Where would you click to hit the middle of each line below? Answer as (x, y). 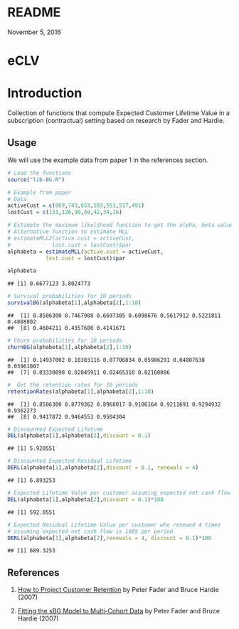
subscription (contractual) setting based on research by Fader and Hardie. (116, 121)
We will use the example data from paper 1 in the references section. (108, 160)
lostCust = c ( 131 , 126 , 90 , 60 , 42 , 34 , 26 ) (65, 213)
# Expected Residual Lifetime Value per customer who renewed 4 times (114, 525)
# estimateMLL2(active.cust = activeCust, (71, 238)
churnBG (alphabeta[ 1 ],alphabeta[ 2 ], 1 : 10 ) (70, 347)
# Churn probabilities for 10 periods (65, 340)
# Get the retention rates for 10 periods (73, 385)
